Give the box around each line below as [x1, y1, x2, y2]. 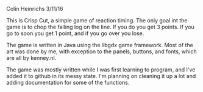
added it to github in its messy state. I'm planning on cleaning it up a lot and [6, 73, 196, 79]
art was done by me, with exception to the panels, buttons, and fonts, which [6, 48, 197, 55]
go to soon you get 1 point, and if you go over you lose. [6, 30, 144, 37]
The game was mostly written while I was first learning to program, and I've [6, 66, 196, 73]
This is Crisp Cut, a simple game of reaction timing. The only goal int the [6, 17, 188, 24]
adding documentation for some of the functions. [6, 79, 130, 86]
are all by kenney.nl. [6, 54, 57, 61]
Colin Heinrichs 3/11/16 [6, 5, 63, 12]
